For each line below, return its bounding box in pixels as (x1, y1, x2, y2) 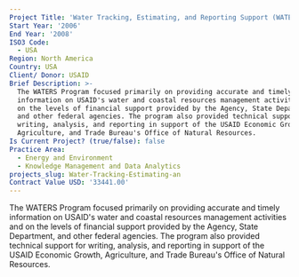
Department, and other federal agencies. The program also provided (9, 231, 260, 241)
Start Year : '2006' (9, 21, 82, 30)
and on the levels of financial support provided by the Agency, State (9, 221, 259, 232)
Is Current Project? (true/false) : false (9, 137, 166, 146)
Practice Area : (9, 145, 66, 154)
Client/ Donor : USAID (9, 71, 90, 80)
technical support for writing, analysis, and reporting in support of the (9, 241, 265, 251)
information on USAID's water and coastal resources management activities (9, 212, 287, 223)
